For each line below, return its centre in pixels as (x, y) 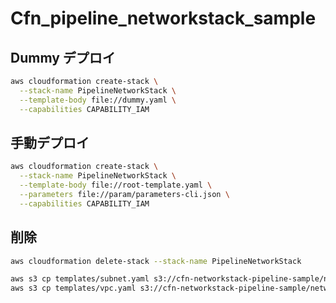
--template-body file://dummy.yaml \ (98, 100)
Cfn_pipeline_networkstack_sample (163, 18)
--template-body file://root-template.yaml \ (116, 185)
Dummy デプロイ (63, 57)
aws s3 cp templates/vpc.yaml (73, 288)
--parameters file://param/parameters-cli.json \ (124, 194)
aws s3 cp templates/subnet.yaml (80, 279)
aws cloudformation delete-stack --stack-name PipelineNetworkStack (156, 261)
